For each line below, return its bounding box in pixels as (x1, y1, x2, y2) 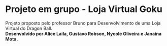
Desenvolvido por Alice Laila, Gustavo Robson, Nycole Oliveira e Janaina (5, 30, 162, 36)
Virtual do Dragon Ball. (5, 25, 52, 31)
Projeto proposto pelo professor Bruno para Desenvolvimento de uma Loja (5, 20, 161, 26)
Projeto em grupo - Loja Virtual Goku (5, 3, 162, 15)
